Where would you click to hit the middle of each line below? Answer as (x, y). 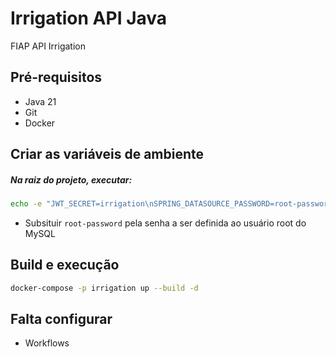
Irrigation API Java (89, 18)
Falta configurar (61, 319)
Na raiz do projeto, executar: (71, 179)
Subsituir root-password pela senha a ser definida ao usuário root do (165, 223)
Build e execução (65, 265)
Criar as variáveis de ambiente (107, 154)
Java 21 (40, 101)
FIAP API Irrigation (48, 46)
